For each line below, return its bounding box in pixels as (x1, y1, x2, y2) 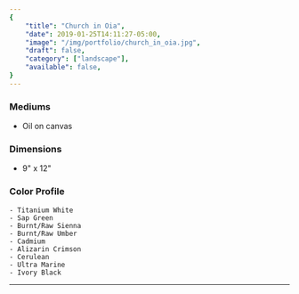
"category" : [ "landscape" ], (25, 54, 129, 63)
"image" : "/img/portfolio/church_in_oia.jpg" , (25, 37, 201, 47)
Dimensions (9, 143, 62, 155)
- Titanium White (9, 206, 74, 215)
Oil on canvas (21, 121, 73, 132)
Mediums (9, 100, 52, 112)
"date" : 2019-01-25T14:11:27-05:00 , (25, 29, 162, 38)
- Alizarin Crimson (9, 244, 82, 254)
